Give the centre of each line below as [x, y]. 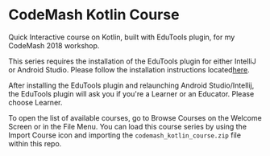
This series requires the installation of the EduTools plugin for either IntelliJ [132, 61]
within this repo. [35, 143]
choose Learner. [35, 102]
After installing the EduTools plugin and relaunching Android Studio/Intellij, [131, 85]
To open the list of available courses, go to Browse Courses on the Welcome [135, 117]
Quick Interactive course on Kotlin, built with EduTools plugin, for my [122, 37]
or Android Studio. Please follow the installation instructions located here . [129, 69]
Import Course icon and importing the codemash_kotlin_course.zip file [125, 135]
